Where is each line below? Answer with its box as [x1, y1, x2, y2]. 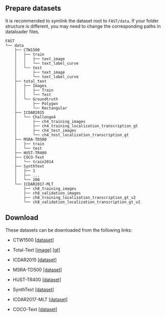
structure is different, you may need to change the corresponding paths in [5, 23, 161, 29]
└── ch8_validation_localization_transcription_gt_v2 [23, 199, 140, 205]
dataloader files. [5, 28, 40, 35]
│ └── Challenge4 [14, 115, 56, 120]
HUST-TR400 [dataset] [12, 276, 61, 283]
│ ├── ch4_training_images [14, 119, 86, 124]
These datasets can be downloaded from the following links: [5, 227, 133, 233]
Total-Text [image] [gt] [12, 246, 60, 253]
